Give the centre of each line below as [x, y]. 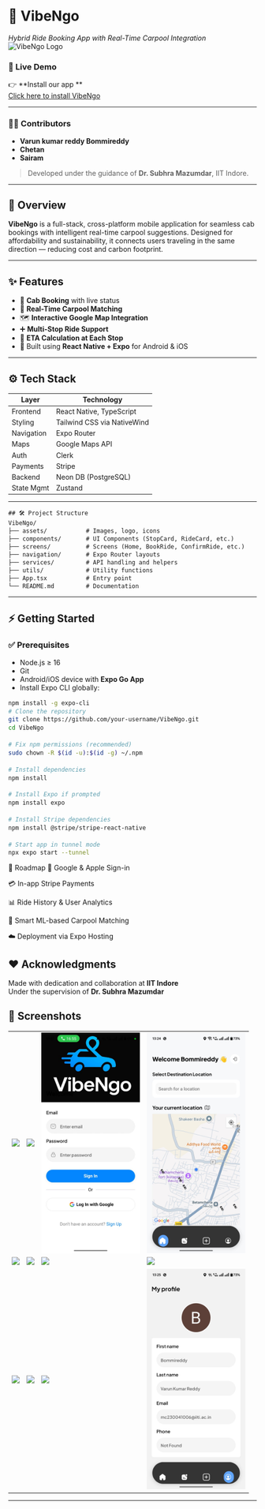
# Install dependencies [47, 769]
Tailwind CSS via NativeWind [103, 422]
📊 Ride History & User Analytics [60, 902]
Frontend [26, 411]
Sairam [32, 158]
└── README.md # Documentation [74, 586]
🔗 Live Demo [32, 66]
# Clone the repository [47, 711]
